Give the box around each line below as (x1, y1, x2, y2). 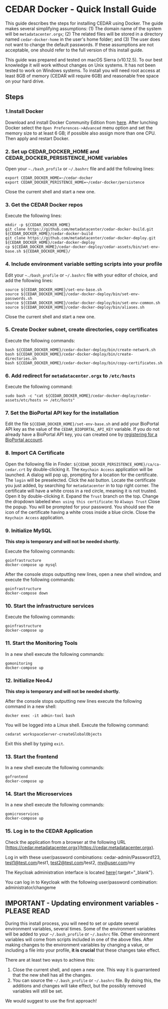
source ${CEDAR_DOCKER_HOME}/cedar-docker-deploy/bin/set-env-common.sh (5, 300, 160, 305)
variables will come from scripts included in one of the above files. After (5, 936, 154, 943)
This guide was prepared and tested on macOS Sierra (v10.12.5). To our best (5, 56, 163, 62)
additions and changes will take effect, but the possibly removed (12, 982, 146, 988)
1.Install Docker (5, 108, 44, 115)
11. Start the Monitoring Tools (5, 640, 78, 647)
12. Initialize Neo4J (5, 677, 53, 684)
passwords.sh (5, 296, 33, 301)
